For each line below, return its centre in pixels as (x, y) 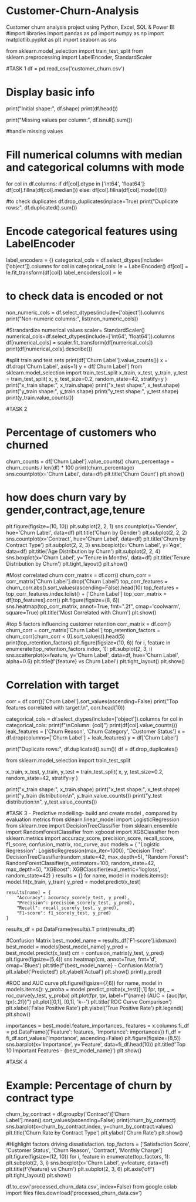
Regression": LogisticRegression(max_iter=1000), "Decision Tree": (86, 850)
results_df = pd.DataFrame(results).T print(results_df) (70, 929)
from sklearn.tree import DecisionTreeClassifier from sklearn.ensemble (92, 825)
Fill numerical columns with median (94, 155)
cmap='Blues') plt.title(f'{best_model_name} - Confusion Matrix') (85, 965)
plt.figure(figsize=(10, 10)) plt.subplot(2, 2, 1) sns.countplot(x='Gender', (92, 526)
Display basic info (50, 92)
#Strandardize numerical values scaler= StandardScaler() (76, 330)
